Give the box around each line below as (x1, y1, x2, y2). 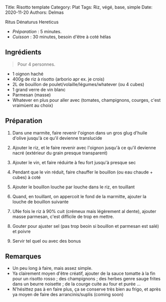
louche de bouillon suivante (12, 199, 69, 205)
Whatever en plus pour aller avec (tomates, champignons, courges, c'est (12, 97, 161, 103)
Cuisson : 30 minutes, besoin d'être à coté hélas (12, 34, 111, 40)
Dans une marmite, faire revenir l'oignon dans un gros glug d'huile (12, 129, 148, 135)
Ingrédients (5, 48, 42, 56)
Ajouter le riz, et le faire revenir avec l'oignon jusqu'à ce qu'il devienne (12, 144, 156, 150)
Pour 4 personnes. (17, 61, 55, 67)
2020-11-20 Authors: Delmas (5, 9, 64, 15)
